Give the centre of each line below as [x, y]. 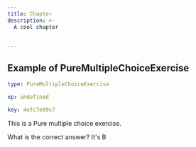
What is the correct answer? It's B [57, 137]
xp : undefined [28, 97]
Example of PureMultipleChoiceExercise [98, 68]
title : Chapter [30, 14]
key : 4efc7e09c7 [31, 110]
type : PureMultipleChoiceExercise [59, 84]
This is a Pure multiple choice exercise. [65, 123]
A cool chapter [36, 27]
